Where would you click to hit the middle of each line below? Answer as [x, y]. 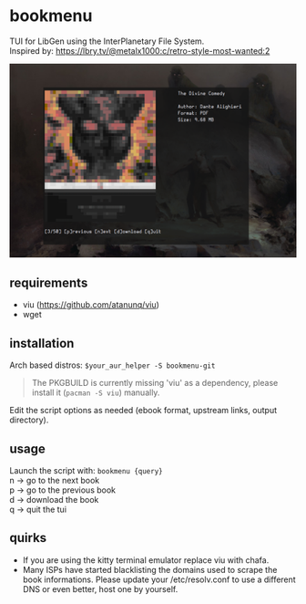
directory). [29, 420]
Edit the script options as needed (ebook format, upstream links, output [143, 411]
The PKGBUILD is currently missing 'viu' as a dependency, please [155, 383]
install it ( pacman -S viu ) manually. [96, 392]
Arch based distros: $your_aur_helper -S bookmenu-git [112, 365]
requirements [49, 282]
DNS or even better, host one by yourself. [100, 588]
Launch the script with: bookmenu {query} [86, 470]
